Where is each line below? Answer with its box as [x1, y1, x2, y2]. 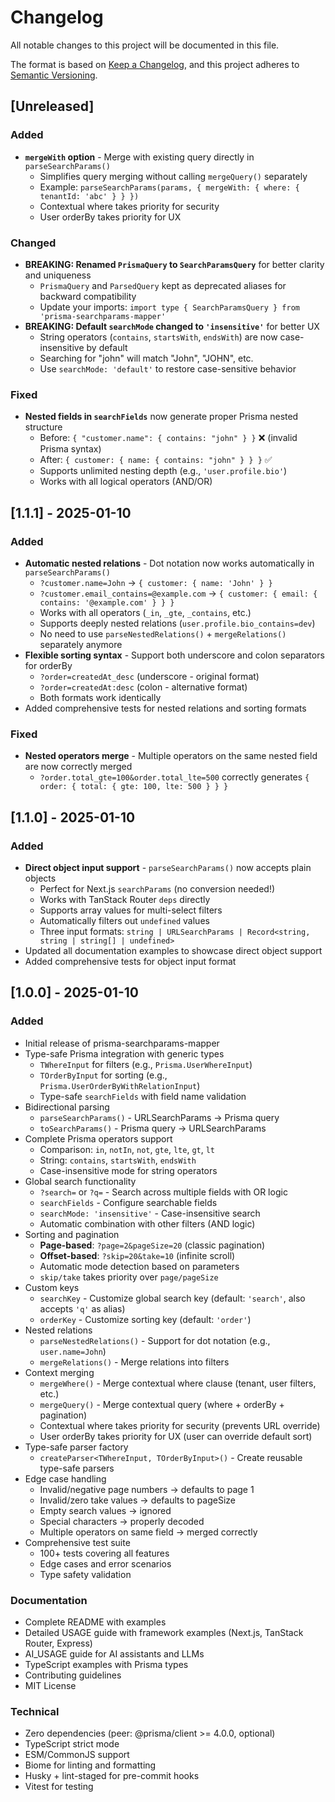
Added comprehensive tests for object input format [24, 955, 237, 967]
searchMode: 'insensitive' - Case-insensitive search [39, 1207, 261, 1219]
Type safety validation [39, 1568, 132, 1580]
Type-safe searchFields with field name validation [39, 1090, 247, 1102]
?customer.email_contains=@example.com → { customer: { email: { [39, 587, 318, 599]
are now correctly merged [24, 761, 133, 773]
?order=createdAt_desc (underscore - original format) [39, 670, 260, 682]
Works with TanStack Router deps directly [39, 893, 211, 905]
